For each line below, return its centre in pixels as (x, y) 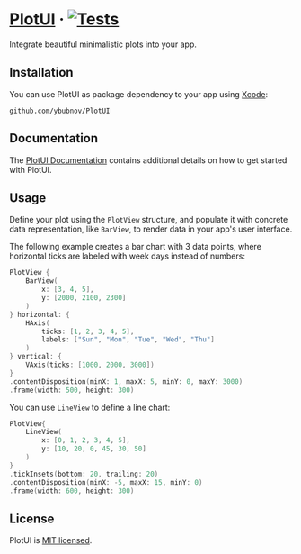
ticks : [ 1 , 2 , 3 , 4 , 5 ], (88, 331)
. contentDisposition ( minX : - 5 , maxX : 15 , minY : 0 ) (106, 482)
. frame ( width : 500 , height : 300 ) (72, 390)
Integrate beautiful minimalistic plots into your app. (103, 44)
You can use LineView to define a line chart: (90, 407)
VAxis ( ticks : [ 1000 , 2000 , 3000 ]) (90, 365)
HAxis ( (38, 323)
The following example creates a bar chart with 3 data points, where (136, 247)
